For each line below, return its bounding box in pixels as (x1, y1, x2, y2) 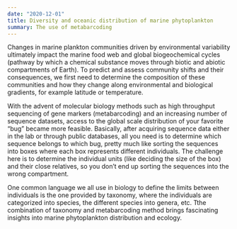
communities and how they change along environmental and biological (7, 81, 214, 89)
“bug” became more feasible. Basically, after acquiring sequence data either (7, 125, 230, 133)
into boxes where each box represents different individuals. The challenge (7, 147, 224, 156)
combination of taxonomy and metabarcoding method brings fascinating (7, 206, 219, 215)
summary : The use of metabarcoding (7, 23, 112, 30)
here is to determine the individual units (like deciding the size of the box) (7, 155, 221, 163)
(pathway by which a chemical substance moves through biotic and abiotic (7, 58, 226, 67)
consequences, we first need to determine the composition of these (7, 73, 205, 82)
